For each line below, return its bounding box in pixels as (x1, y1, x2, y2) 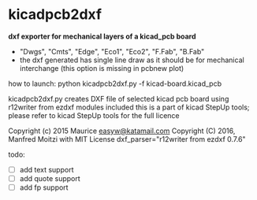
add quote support (19, 174, 80, 183)
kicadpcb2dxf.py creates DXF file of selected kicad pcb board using (8, 94, 229, 103)
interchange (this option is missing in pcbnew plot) (19, 63, 184, 72)
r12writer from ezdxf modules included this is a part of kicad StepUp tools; (8, 102, 250, 112)
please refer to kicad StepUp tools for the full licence (8, 110, 180, 120)
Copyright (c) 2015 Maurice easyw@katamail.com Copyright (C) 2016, (8, 126, 236, 135)
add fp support (19, 183, 69, 192)
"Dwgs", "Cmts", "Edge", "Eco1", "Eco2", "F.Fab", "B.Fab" (19, 46, 205, 56)
